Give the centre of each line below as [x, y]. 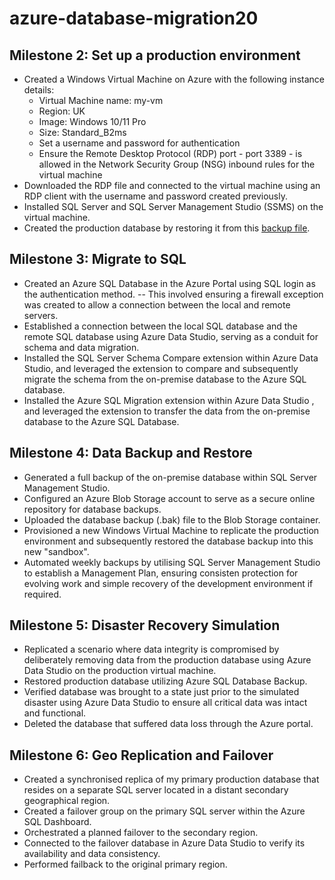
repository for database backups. [92, 509]
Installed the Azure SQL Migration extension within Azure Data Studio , [169, 400]
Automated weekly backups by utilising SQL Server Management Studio [172, 562]
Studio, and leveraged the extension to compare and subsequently [161, 368]
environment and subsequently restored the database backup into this [168, 541]
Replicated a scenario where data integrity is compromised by [151, 649]
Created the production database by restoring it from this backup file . [167, 228]
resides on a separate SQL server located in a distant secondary [156, 790]
